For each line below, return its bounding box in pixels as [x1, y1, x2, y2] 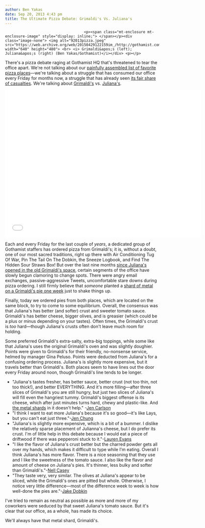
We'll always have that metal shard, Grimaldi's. [5, 518, 99, 524]
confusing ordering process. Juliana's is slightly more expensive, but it [5, 359, 148, 365]
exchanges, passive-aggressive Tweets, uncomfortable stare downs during [5, 278, 157, 284]
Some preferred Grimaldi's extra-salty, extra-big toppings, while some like [5, 338, 155, 344]
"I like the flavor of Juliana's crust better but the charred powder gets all [12, 441, 158, 447]
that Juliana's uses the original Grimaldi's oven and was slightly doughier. [5, 343, 153, 349]
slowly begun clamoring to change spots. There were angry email [5, 272, 137, 278]
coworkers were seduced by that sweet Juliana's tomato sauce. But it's [5, 503, 149, 509]
